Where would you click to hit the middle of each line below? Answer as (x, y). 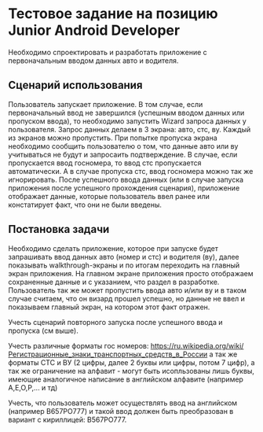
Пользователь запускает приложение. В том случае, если (106, 104)
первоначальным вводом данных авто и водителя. (93, 61)
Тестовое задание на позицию (113, 14)
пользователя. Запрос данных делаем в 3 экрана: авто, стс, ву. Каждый (130, 129)
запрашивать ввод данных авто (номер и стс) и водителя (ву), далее (124, 257)
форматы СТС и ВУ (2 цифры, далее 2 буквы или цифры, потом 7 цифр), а (131, 362)
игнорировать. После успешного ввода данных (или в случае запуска (126, 179)
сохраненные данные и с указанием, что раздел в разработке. (114, 282)
